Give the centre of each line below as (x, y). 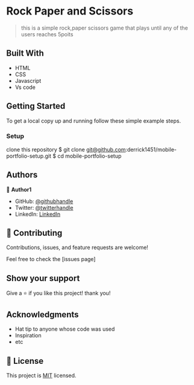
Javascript (28, 80)
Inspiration (28, 335)
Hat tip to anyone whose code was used (65, 329)
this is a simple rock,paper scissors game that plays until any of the (105, 28)
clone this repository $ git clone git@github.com (66, 149)
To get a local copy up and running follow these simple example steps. (94, 121)
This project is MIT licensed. (41, 375)
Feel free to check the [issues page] (51, 259)
